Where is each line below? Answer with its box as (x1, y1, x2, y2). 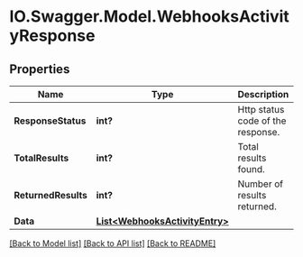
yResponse (9, 25, 96, 46)
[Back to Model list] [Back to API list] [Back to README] (9, 238, 216, 249)
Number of (237, 178, 284, 190)
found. (237, 163, 266, 175)
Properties (9, 61, 70, 77)
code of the (237, 115, 287, 127)
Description (237, 88, 289, 100)
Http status (237, 104, 285, 115)
